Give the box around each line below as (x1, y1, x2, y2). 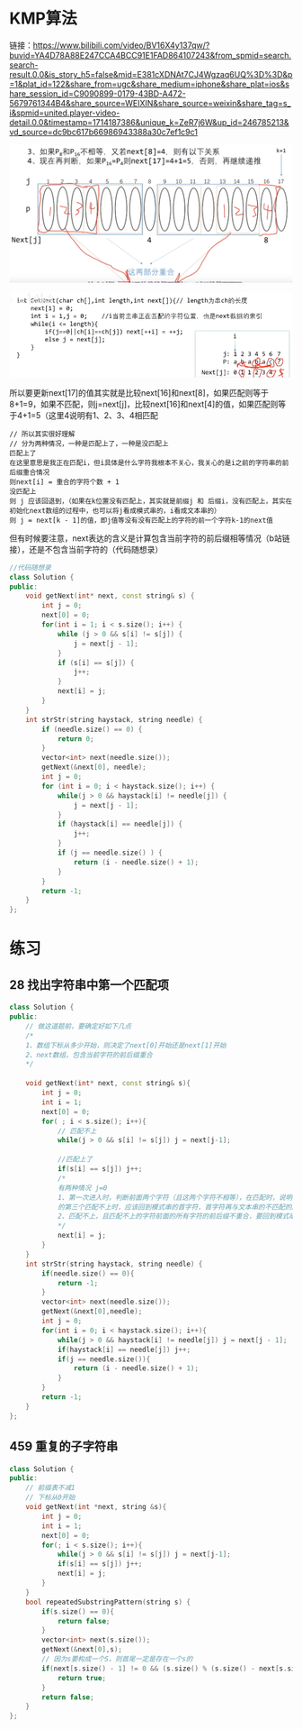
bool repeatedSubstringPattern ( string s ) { (25, 1597, 191, 1606)
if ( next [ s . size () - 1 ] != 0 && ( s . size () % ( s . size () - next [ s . (41, 1664, 288, 1673)
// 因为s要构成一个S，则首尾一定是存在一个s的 (41, 1655, 193, 1664)
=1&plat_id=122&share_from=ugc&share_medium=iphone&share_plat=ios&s (9, 78, 290, 89)
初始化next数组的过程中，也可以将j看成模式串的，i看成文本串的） (9, 506, 221, 515)
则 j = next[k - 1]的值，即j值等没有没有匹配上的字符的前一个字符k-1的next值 (9, 516, 274, 525)
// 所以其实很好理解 (9, 429, 75, 438)
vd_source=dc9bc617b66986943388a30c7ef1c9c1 (9, 126, 198, 137)
